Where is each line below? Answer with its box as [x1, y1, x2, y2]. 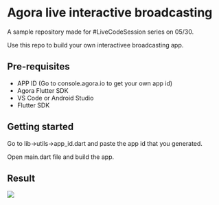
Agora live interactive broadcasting [7, 5, 213, 21]
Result [7, 172, 36, 184]
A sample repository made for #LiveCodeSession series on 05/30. [7, 28, 194, 36]
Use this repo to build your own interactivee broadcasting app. [7, 41, 184, 49]
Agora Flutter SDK [16, 86, 69, 94]
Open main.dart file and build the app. [7, 153, 115, 161]
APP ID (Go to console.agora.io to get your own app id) [16, 79, 173, 87]
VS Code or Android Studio [16, 94, 94, 102]
